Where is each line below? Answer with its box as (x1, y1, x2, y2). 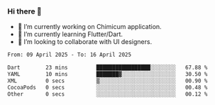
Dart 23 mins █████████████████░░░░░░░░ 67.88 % (7, 64, 208, 72)
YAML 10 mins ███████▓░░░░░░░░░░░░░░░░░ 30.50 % (7, 71, 208, 78)
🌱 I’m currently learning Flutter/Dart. (17, 30, 123, 38)
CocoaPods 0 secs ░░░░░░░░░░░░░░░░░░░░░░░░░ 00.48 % (7, 84, 208, 91)
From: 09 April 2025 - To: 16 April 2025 (7, 51, 132, 59)
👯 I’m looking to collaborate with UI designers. (17, 38, 153, 46)
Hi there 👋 (7, 6, 43, 16)
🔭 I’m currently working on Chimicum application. (17, 23, 162, 31)
